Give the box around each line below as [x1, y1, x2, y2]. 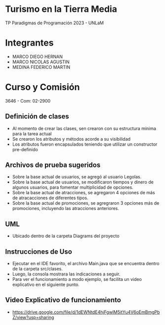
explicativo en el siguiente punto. [12, 281, 80, 288]
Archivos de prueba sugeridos [5, 161, 101, 169]
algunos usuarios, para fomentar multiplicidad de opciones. [12, 184, 133, 190]
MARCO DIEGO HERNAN [12, 54, 63, 59]
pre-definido [12, 146, 38, 152]
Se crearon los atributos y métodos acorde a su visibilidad [12, 136, 131, 142]
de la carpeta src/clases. [12, 266, 63, 272]
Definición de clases [5, 112, 69, 121]
